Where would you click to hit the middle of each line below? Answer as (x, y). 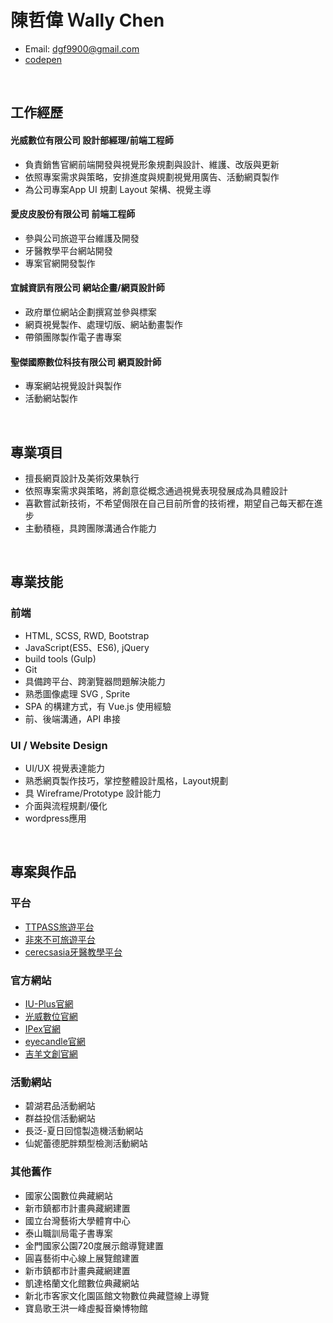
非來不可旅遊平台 (60, 939)
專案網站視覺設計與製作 (73, 386)
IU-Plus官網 (49, 1003)
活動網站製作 (51, 398)
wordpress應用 (55, 818)
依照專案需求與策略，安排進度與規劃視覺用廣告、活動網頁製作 (152, 177)
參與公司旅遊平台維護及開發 (82, 238)
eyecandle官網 (55, 1041)
